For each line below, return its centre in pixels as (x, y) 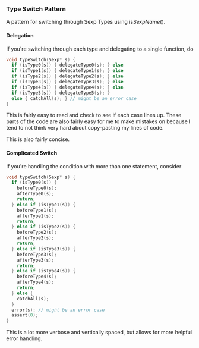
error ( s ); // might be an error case (58, 310)
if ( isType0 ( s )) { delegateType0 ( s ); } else (67, 65)
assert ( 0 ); (25, 315)
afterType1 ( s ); (36, 216)
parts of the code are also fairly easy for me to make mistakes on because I (99, 121)
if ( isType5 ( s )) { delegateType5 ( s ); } (61, 93)
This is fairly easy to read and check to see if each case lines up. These (94, 115)
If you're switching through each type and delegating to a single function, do (100, 49)
